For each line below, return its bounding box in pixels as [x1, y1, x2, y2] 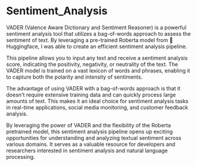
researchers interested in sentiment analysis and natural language [6, 147, 168, 154]
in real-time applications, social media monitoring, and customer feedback [6, 104, 189, 111]
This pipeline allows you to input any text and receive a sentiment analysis [6, 54, 188, 61]
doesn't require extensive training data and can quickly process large [6, 91, 176, 98]
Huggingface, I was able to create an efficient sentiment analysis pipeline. [6, 43, 187, 50]
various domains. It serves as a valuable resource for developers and [6, 140, 176, 148]
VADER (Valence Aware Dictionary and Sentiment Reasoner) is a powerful [6, 24, 186, 31]
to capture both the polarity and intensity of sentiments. [6, 73, 143, 80]
